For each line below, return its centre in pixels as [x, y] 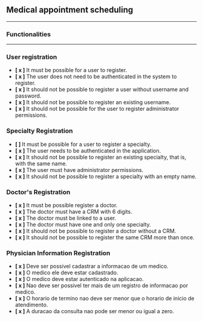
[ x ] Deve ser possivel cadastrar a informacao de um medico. [92, 266]
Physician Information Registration [58, 253]
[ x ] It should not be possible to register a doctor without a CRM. [95, 231]
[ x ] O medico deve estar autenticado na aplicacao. [79, 279]
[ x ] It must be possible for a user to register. [71, 70]
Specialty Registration [40, 131]
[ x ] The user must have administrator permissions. [79, 170]
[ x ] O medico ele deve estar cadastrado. [67, 273]
